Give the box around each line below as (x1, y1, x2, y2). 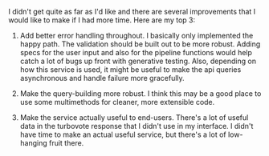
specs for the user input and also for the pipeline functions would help (19, 48, 253, 57)
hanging (19, 138, 48, 147)
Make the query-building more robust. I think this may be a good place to (19, 89, 262, 98)
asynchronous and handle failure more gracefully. (19, 74, 185, 82)
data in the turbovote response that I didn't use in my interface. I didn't (19, 122, 254, 130)
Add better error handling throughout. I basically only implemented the (19, 31, 254, 40)
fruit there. (48, 138, 84, 147)
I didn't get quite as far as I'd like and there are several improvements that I (8, 7, 256, 16)
